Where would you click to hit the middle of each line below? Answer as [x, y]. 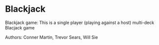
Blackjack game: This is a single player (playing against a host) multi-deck [80, 22]
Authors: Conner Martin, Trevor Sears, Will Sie [52, 37]
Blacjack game [20, 27]
